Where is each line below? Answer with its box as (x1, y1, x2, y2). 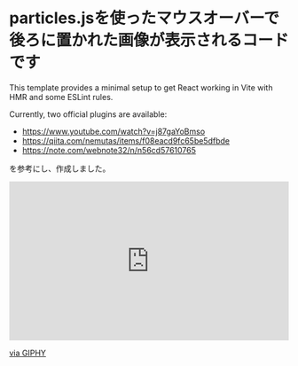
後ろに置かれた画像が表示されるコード (9, 30, 290, 51)
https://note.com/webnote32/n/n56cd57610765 (21, 144, 197, 155)
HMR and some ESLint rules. (9, 91, 114, 102)
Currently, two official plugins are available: (9, 108, 168, 120)
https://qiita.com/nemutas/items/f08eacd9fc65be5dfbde (21, 135, 231, 146)
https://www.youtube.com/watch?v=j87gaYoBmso (21, 126, 206, 136)
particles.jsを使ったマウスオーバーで (9, 8, 280, 28)
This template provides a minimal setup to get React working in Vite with (9, 82, 273, 93)
